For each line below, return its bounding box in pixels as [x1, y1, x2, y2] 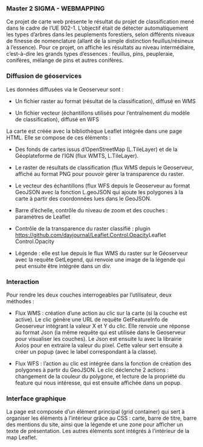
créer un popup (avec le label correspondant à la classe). [14, 348, 158, 355]
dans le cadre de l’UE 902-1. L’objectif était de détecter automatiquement [6, 24, 188, 32]
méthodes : [6, 297, 34, 304]
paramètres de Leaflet [14, 213, 71, 220]
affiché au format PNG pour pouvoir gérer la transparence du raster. [14, 170, 184, 177]
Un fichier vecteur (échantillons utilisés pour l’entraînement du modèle [14, 109, 190, 116]
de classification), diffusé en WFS [14, 115, 100, 123]
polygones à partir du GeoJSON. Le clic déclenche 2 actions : [14, 366, 169, 374]
